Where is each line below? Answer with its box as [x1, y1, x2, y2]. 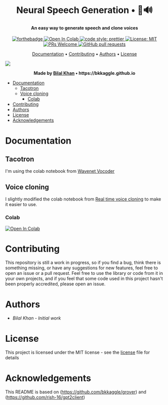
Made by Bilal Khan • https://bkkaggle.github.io [33, 70, 136, 76]
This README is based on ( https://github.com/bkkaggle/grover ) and [5, 389, 147, 395]
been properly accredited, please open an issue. [5, 281, 106, 287]
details [5, 355, 19, 361]
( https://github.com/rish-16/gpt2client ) [5, 394, 86, 400]
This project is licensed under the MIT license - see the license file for [5, 349, 150, 355]
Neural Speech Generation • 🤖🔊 [16, 5, 153, 16]
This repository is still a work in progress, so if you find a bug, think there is [5, 260, 161, 266]
